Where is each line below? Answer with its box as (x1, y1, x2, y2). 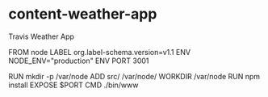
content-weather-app (8, 5, 157, 23)
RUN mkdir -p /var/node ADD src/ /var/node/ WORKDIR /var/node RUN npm (8, 71, 261, 81)
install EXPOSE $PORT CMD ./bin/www (8, 80, 139, 90)
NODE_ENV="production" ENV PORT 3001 (8, 56, 149, 65)
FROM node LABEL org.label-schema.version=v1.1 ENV (8, 47, 191, 57)
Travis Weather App (8, 32, 75, 41)
